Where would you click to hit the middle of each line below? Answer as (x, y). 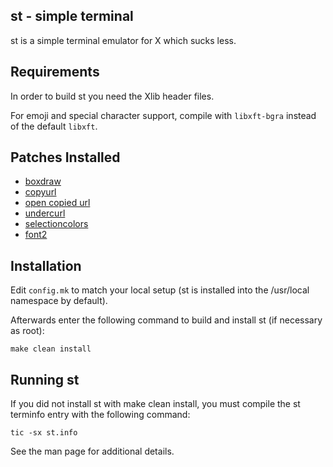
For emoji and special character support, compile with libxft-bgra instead (163, 115)
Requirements (55, 72)
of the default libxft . (54, 126)
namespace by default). (59, 301)
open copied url (57, 203)
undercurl (45, 213)
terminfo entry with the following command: (100, 415)
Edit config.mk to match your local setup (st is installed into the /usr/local (160, 290)
